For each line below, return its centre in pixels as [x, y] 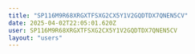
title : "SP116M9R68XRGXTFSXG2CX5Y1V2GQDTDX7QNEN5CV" [98, 15]
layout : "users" [35, 38]
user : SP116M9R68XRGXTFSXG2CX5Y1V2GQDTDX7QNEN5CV [93, 30]
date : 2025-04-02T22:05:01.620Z [62, 23]
